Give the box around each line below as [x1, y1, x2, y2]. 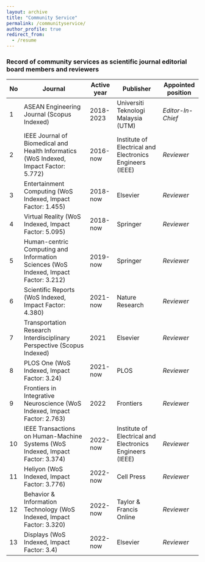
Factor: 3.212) [24, 276, 66, 284]
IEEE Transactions [24, 425, 76, 433]
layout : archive [6, 9, 48, 15]
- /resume [12, 37, 37, 43]
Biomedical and [24, 139, 68, 148]
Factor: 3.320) [24, 521, 66, 529]
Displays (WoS [24, 530, 66, 539]
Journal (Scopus [24, 110, 72, 119]
